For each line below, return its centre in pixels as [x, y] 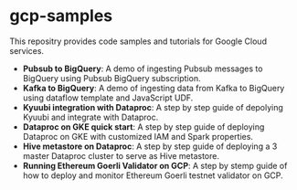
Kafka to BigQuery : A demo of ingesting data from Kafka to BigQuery [154, 88]
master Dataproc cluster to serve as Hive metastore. [121, 155]
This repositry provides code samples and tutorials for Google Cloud [138, 41]
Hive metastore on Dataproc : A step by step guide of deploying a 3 [150, 146]
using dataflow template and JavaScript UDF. [108, 98]
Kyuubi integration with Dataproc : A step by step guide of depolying [153, 107]
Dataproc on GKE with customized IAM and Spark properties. [138, 136]
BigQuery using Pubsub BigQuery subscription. [111, 78]
